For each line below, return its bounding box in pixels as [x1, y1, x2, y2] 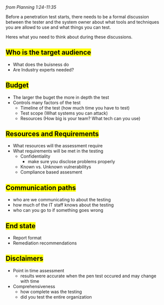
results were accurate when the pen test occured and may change [20, 273, 157, 279]
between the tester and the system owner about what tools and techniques [5, 19, 160, 25]
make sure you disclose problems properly [27, 159, 115, 165]
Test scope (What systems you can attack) [20, 110, 108, 116]
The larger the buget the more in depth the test [12, 94, 109, 100]
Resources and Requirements [5, 130, 99, 138]
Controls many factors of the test [12, 99, 81, 106]
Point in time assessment [12, 267, 65, 273]
